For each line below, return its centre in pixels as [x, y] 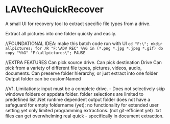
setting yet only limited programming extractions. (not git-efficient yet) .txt [83, 110]
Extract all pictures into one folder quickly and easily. [61, 33]
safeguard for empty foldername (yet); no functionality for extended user [82, 105]
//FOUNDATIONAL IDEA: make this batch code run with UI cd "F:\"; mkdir [84, 43]
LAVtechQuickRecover [54, 9]
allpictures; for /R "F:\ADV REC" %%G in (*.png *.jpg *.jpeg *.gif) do [84, 48]
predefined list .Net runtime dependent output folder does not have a [78, 99]
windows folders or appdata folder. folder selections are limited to [75, 94]
